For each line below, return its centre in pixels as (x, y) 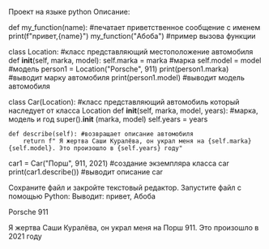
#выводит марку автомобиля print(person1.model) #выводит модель (126, 77)
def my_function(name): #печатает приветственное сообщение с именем (134, 27)
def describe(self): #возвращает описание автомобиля (101, 134)
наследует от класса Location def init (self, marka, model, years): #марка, (133, 110)
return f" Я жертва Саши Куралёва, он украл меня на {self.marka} (137, 141)
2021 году (25, 236)
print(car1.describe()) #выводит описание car (86, 172)
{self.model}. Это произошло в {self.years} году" (96, 148)
